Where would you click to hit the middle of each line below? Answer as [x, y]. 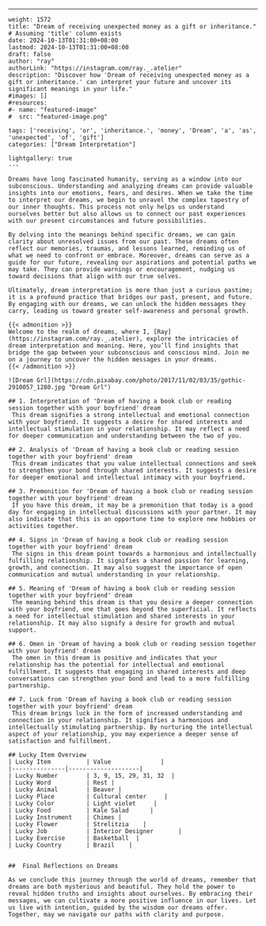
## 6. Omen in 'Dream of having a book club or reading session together [133, 644]
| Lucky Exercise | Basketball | [74, 838]
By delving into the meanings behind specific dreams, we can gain [122, 235]
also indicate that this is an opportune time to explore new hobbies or [133, 519]
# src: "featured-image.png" [58, 117]
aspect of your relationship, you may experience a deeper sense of [123, 734]
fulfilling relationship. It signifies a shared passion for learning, [129, 561]
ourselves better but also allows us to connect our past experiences [127, 214]
